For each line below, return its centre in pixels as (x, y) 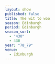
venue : (11, 50)
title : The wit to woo (27, 18)
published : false (22, 14)
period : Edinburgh (23, 27)
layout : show (18, 9)
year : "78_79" (19, 45)
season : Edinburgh (23, 23)
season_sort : (18, 32)
